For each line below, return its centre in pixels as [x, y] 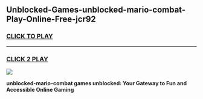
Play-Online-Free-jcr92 [51, 19]
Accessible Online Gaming [40, 89]
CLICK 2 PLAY [27, 59]
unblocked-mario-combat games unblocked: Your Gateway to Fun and [97, 83]
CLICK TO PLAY [30, 37]
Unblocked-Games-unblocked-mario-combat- [96, 10]
